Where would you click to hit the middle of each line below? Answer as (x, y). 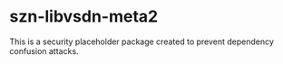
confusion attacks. (44, 50)
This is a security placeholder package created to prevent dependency (142, 41)
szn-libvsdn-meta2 (84, 17)
